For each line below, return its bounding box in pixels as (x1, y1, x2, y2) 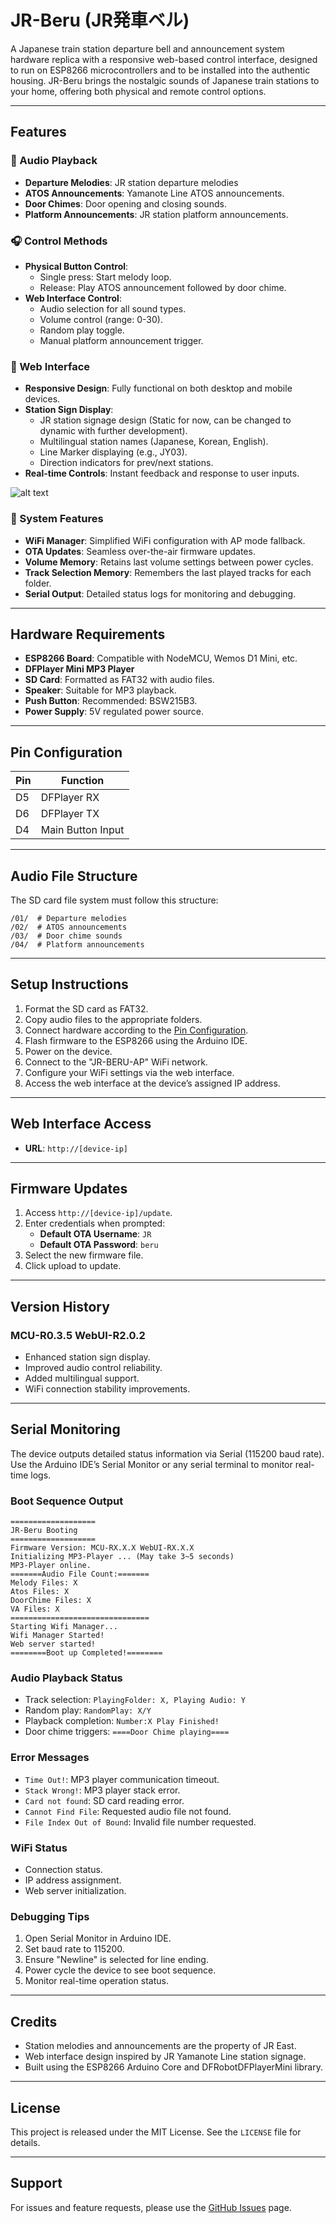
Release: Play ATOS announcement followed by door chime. (39, 281, 287, 293)
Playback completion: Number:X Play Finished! (24, 1715, 220, 1727)
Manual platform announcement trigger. (39, 334, 204, 346)
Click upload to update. (24, 1260, 122, 1272)
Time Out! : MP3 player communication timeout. (24, 1773, 220, 1785)
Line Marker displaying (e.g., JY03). (39, 446, 188, 458)
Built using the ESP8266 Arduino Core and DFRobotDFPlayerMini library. (24, 2061, 323, 2073)
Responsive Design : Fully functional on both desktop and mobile (24, 382, 293, 395)
